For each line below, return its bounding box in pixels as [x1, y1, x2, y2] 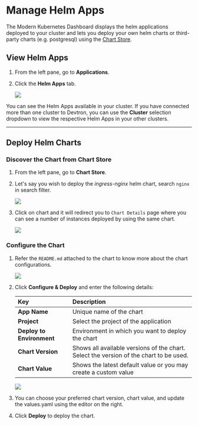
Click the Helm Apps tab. [14, 80, 77, 87]
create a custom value [72, 368, 134, 376]
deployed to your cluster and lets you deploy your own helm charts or [6, 29, 175, 36]
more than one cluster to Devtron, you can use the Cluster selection [6, 109, 172, 116]
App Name [17, 307, 48, 316]
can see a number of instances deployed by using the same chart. [14, 215, 176, 222]
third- [176, 29, 190, 36]
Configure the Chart [6, 241, 65, 249]
